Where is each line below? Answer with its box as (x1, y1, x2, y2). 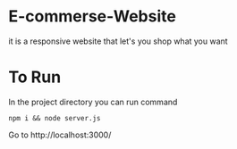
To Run (8, 67, 62, 87)
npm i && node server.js (8, 113, 101, 122)
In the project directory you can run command (8, 96, 178, 107)
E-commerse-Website (8, 6, 176, 27)
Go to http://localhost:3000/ (8, 129, 112, 140)
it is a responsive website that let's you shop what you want (8, 36, 229, 46)
